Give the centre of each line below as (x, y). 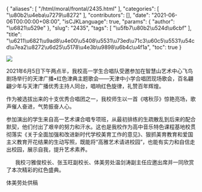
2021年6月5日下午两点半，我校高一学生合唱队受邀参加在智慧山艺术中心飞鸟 (100, 71)
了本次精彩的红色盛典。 (35, 170)
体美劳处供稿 (22, 183)
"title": (14, 34)
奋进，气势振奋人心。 (48, 106)
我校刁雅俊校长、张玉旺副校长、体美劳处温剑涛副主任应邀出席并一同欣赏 (104, 162)
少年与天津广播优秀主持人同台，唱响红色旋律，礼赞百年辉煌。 (87, 86)
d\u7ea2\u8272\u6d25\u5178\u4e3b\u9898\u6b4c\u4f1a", (79, 47)
